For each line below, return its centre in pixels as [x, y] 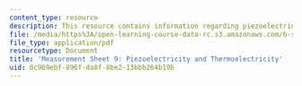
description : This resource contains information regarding [124, 26]
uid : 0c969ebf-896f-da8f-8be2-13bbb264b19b [92, 68]
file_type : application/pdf [62, 43]
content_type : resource [54, 17]
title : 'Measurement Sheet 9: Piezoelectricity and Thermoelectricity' [146, 59]
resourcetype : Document [54, 51]
